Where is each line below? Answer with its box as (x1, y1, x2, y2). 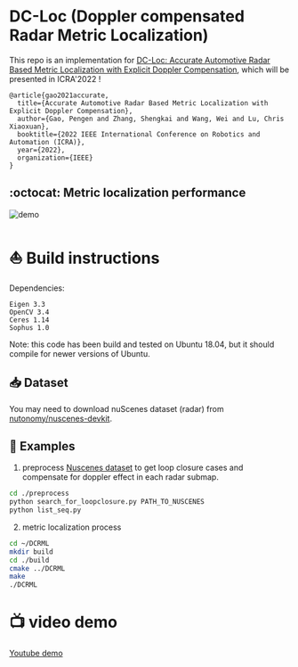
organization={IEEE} (17, 153, 93, 162)
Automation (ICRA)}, (9, 137, 86, 146)
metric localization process (21, 522, 122, 532)
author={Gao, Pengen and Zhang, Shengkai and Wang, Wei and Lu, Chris (17, 114, 285, 123)
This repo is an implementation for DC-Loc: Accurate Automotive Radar (9, 54, 271, 65)
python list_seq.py (9, 506, 82, 515)
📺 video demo (9, 613, 118, 632)
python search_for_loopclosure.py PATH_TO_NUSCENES (9, 498, 205, 506)
